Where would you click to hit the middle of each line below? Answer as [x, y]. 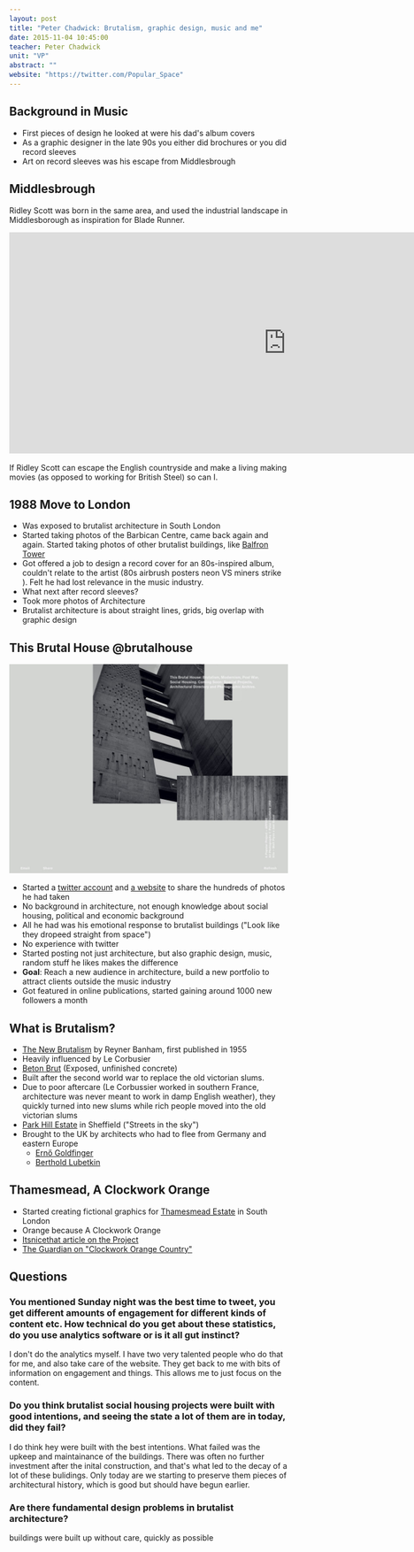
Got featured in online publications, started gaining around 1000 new [147, 991]
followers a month [55, 1001]
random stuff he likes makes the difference [100, 963]
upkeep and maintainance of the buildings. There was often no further [137, 1456]
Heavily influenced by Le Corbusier [86, 1058]
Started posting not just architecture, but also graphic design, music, [147, 953]
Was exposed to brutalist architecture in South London [121, 526]
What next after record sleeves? [80, 592]
